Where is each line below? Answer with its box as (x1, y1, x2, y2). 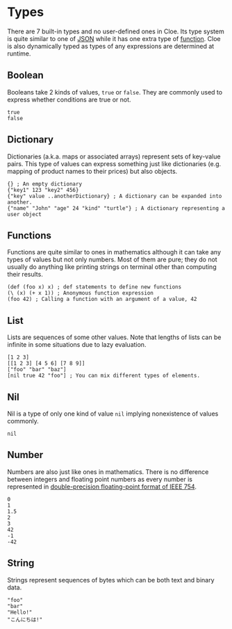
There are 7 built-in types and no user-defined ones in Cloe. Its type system (7, 27, 224, 35)
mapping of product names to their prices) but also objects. (7, 167, 178, 175)
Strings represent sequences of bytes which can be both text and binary (7, 575, 215, 584)
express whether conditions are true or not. (7, 95, 131, 104)
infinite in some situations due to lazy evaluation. (7, 341, 147, 349)
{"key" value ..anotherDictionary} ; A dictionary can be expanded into (7, 193, 222, 199)
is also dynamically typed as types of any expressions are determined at (7, 42, 215, 50)
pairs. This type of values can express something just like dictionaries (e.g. (7, 159, 222, 168)
